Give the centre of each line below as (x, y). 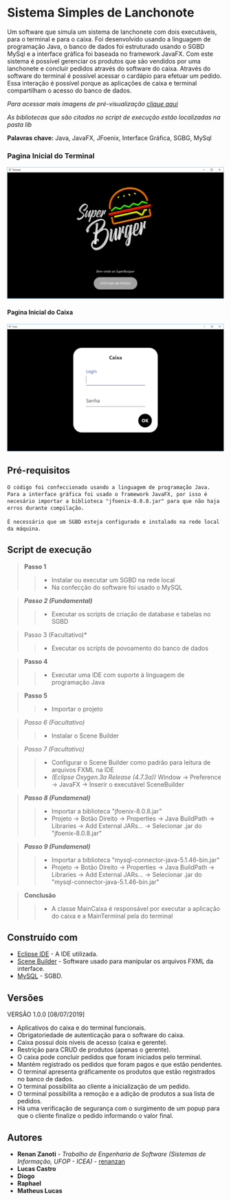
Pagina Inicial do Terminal (51, 155)
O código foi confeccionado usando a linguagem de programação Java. (109, 487)
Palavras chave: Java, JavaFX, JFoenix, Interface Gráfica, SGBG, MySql (109, 138)
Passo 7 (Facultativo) (54, 749)
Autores (25, 1138)
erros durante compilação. (46, 508)
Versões (25, 997)
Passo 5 (36, 696)
